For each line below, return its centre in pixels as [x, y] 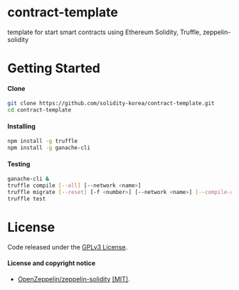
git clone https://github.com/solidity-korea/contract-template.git [111, 104]
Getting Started [54, 69]
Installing [21, 126]
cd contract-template [39, 110]
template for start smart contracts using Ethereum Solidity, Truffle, [104, 32]
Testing [19, 163]
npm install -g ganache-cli [49, 148]
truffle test [27, 199]
